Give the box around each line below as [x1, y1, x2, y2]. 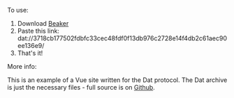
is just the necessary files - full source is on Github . [7, 83, 155, 91]
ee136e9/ [17, 42, 45, 49]
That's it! [17, 49, 43, 57]
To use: [7, 6, 29, 14]
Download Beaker [17, 19, 69, 27]
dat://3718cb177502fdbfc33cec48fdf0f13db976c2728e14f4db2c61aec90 [17, 34, 228, 42]
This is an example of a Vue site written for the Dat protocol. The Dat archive [7, 76, 228, 84]
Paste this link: [17, 27, 59, 35]
